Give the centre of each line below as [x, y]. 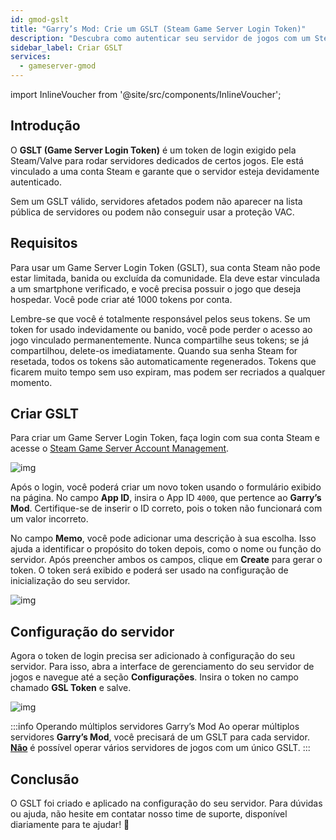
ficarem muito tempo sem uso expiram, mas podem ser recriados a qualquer [168, 372]
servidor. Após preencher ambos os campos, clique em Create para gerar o [166, 560]
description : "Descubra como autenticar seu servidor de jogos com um [160, 38]
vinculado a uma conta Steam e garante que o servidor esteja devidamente [165, 171]
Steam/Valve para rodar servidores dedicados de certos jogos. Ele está [157, 160]
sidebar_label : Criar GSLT [66, 47]
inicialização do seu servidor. [70, 581]
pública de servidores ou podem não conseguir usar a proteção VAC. [152, 212]
